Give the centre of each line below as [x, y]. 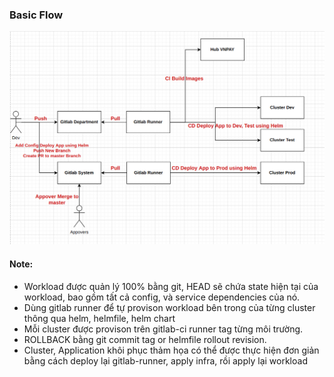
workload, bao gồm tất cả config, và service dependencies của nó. [162, 297]
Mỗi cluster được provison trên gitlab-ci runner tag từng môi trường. [163, 329]
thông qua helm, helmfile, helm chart [99, 318]
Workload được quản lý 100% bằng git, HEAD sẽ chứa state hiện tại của [171, 286]
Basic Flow [36, 15]
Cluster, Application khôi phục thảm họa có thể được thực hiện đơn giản [171, 350]
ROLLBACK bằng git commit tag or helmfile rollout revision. [145, 339]
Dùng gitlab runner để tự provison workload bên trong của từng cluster [169, 307]
